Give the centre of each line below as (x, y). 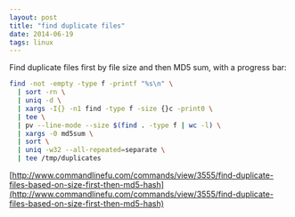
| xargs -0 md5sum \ (55, 133)
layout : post (33, 17)
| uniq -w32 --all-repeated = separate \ (91, 150)
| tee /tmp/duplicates (59, 158)
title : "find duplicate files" (67, 26)
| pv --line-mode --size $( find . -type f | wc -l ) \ (119, 125)
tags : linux (31, 42)
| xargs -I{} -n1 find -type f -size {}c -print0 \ (115, 108)
